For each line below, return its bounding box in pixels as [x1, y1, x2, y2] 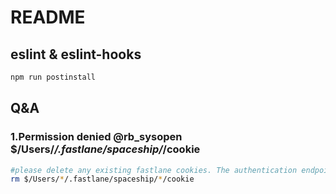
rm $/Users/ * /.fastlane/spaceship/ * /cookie [10, 174, 195, 185]
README [10, 6, 86, 29]
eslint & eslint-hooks [10, 46, 142, 63]
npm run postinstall [10, 72, 97, 82]
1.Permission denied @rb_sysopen [10, 130, 183, 144]
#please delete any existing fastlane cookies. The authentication [10, 165, 298, 175]
